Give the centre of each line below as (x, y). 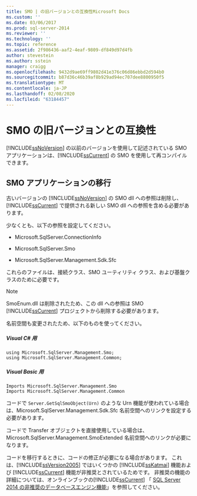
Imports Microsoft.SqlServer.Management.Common (66, 392)
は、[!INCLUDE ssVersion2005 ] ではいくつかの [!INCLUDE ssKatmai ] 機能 (94, 465)
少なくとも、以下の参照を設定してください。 (60, 225)
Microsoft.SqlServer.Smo (45, 249)
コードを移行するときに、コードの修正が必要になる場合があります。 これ (94, 458)
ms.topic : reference (31, 45)
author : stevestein (30, 55)
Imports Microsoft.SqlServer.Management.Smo (61, 386)
